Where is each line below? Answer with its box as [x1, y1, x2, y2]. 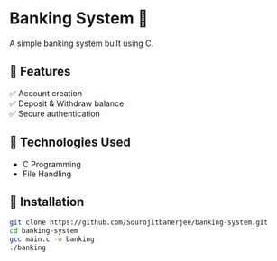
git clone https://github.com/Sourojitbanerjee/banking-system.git [9, 218, 269, 228]
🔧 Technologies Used [9, 135, 131, 150]
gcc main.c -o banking [9, 235, 95, 244]
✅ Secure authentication [9, 108, 101, 119]
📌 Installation [9, 193, 85, 210]
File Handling [22, 168, 72, 179]
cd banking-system [9, 227, 78, 236]
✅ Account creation [9, 87, 83, 98]
